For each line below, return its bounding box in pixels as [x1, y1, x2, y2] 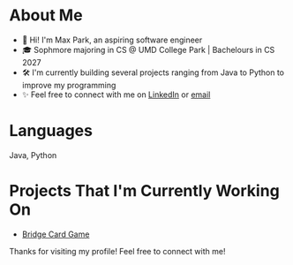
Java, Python [9, 149, 57, 160]
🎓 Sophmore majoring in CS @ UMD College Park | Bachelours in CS [21, 44, 275, 55]
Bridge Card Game [21, 229, 90, 239]
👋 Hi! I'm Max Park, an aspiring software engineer [21, 34, 203, 45]
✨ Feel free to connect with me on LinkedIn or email [21, 89, 211, 100]
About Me [9, 5, 83, 26]
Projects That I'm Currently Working [9, 181, 280, 201]
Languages [9, 121, 93, 141]
